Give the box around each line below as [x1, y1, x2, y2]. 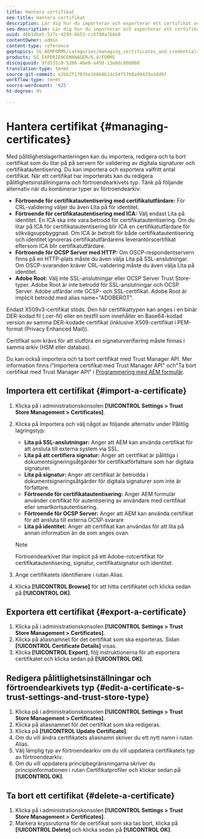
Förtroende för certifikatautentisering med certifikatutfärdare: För [15, 197, 185, 204]
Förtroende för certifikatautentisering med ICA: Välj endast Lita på [15, 209, 185, 217]
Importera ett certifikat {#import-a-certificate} [6, 386, 187, 396]
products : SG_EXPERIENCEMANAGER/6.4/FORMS [6, 54, 115, 60]
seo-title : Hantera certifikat [6, 15, 86, 21]
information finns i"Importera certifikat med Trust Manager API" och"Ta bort [6, 362, 196, 369]
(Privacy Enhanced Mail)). [24, 325, 89, 332]
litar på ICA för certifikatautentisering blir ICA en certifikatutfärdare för [15, 223, 190, 230]
